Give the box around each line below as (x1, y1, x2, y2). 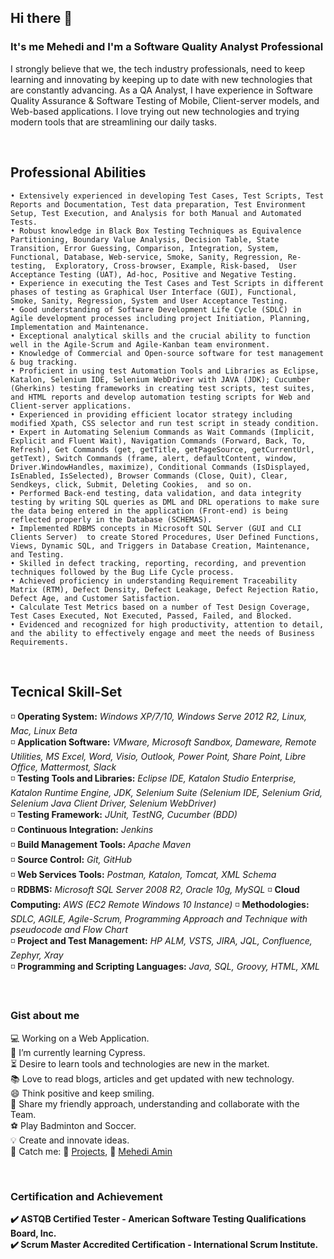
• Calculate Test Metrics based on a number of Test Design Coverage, (10, 602, 311, 612)
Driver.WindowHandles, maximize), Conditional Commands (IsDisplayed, (10, 462, 311, 472)
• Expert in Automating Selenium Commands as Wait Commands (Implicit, (10, 427, 315, 437)
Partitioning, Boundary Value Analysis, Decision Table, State (10, 234, 280, 245)
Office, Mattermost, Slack (10, 761, 117, 773)
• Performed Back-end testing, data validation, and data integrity (10, 488, 302, 498)
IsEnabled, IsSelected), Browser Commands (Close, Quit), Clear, (10, 471, 288, 481)
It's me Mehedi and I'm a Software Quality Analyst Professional (10, 40, 324, 54)
